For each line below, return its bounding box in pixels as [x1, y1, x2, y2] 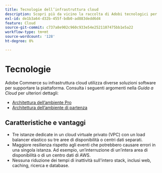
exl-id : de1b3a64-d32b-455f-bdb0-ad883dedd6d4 [5, 16, 101, 21]
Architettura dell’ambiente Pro [12, 99, 72, 105]
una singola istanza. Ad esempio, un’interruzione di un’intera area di [12, 147, 148, 153]
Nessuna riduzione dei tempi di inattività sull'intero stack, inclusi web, [12, 157, 151, 163]
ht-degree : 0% [5, 39, 34, 44]
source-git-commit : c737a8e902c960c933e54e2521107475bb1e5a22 [5, 25, 133, 30]
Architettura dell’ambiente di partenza [12, 105, 88, 110]
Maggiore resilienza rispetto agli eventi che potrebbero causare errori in [12, 142, 156, 148]
